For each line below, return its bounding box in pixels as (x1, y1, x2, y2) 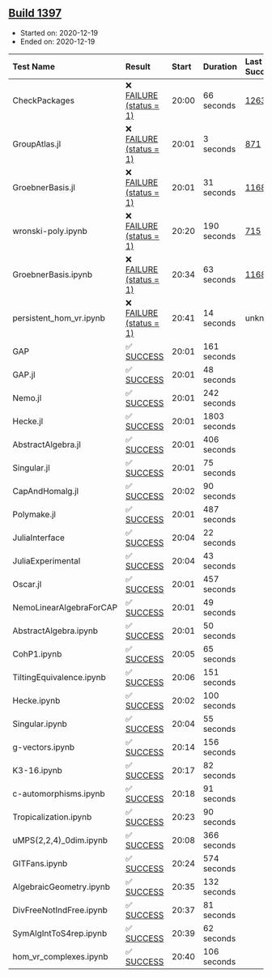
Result (125, 61, 151, 72)
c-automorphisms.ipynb (12, 788, 105, 799)
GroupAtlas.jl (12, 138, 62, 149)
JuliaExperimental (12, 555, 81, 566)
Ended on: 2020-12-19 (19, 36, 96, 46)
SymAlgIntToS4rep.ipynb (12, 927, 108, 938)
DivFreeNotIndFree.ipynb (12, 904, 108, 916)
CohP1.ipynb (12, 648, 62, 659)
